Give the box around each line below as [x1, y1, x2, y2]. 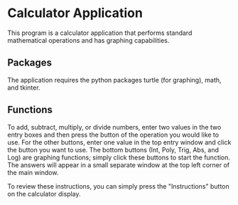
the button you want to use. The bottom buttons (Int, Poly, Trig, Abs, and [7, 145, 219, 154]
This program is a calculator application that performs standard [7, 28, 193, 37]
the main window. [7, 168, 59, 177]
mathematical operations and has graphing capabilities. [7, 36, 170, 44]
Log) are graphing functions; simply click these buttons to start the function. [7, 153, 231, 162]
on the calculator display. [7, 189, 81, 198]
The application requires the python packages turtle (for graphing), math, [7, 75, 222, 84]
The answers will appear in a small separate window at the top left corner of [7, 160, 230, 169]
